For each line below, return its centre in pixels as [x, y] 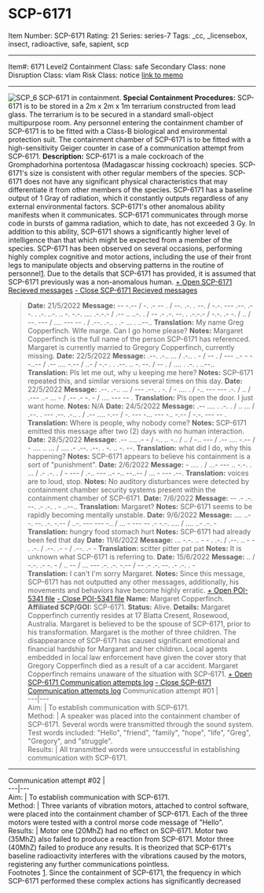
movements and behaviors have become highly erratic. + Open [129, 590]
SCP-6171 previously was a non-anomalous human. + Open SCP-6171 [120, 281]
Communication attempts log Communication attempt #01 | [123, 690]
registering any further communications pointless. [89, 864]
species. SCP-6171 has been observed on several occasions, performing [125, 248]
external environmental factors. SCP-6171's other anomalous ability [117, 207]
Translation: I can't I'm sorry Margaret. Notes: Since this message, [136, 573]
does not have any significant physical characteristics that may [125, 181]
